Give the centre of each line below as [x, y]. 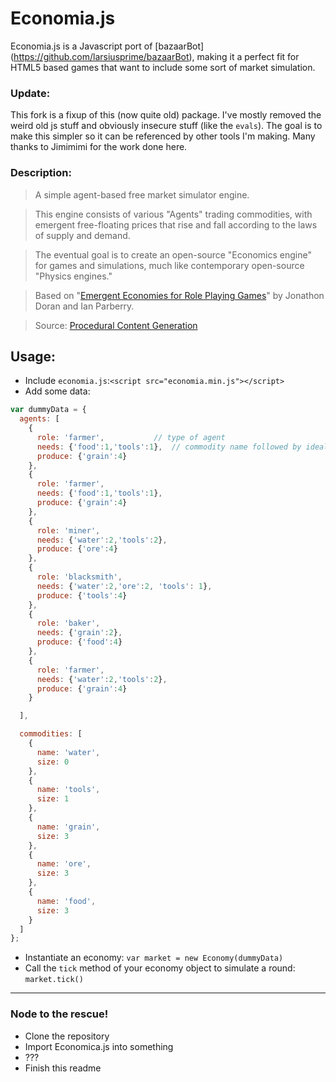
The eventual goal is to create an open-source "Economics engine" [173, 254]
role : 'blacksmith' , [79, 577]
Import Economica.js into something [99, 1046]
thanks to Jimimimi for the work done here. [99, 147]
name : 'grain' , [68, 827]
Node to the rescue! [59, 1014]
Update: [30, 93]
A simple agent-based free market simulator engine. [142, 194]
